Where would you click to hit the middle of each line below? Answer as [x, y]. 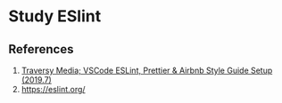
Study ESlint [55, 16]
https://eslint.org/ [53, 89]
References [41, 49]
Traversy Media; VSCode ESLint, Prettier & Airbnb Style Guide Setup [147, 70]
